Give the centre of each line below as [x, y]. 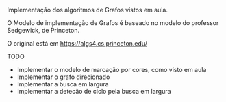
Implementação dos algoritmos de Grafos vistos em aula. [87, 10]
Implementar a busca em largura [63, 84]
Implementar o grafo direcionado [63, 77]
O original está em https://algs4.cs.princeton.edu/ [77, 43]
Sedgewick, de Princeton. [43, 30]
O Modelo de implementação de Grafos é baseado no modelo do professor [113, 23]
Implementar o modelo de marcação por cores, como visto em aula [112, 70]
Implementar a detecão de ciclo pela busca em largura [94, 91]
